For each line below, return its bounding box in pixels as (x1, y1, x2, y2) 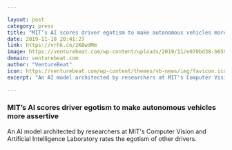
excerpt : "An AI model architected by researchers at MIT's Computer (7, 74, 212, 81)
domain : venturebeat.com (7, 55, 79, 62)
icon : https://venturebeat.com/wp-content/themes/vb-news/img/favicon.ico (7, 67, 227, 75)
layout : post (7, 16, 45, 23)
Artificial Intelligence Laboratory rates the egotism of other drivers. (7, 134, 197, 142)
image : (7, 48, 26, 55)
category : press (7, 22, 54, 30)
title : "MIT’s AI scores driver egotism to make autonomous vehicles (7, 29, 212, 36)
